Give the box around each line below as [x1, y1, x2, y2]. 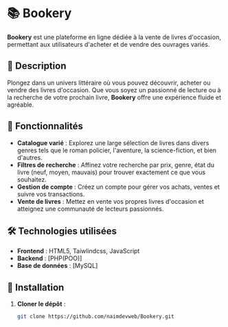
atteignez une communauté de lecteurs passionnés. [16, 204, 164, 213]
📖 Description [7, 60, 67, 72]
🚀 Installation [7, 282, 65, 293]
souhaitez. [16, 175, 47, 183]
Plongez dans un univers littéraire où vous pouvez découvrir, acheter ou [7, 78, 211, 87]
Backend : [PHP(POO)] [16, 254, 82, 262]
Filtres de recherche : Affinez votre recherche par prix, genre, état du [16, 160, 215, 169]
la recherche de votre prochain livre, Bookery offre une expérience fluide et [7, 93, 222, 101]
